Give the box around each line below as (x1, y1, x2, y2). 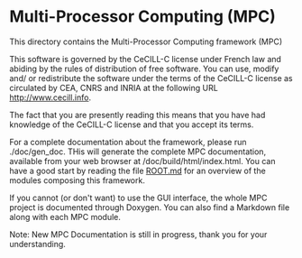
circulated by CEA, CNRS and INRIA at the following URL (9, 82, 218, 93)
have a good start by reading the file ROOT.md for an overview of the (9, 165, 266, 176)
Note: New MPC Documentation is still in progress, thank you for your (9, 228, 268, 240)
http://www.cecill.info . (9, 92, 92, 103)
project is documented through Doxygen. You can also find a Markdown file (9, 201, 290, 213)
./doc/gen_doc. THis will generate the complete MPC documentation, (9, 146, 267, 157)
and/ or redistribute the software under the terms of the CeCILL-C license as (9, 72, 293, 83)
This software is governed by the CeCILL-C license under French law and (9, 53, 282, 64)
